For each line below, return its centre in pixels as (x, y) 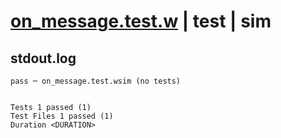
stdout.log (43, 58)
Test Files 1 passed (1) (62, 116)
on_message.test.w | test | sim (141, 21)
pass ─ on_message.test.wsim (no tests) (96, 81)
